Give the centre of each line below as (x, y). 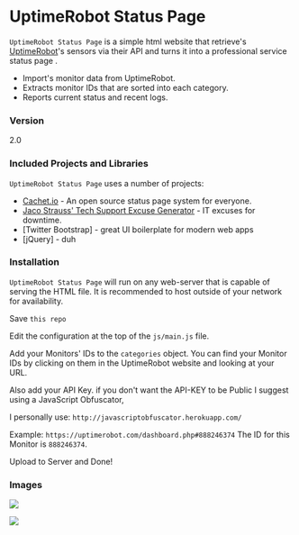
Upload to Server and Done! (61, 461)
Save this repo (38, 318)
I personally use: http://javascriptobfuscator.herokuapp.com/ (126, 417)
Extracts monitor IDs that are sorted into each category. (125, 87)
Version (27, 121)
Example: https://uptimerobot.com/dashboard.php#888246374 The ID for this (149, 434)
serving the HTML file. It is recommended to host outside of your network (145, 291)
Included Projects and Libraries (79, 164)
